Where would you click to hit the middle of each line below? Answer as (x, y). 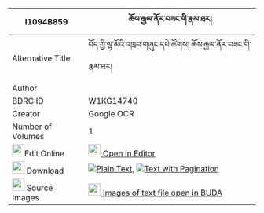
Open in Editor (129, 154)
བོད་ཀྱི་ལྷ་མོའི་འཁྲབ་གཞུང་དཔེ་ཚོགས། (139, 44)
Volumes (28, 136)
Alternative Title (41, 58)
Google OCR (112, 114)
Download (45, 171)
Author (25, 88)
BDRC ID (28, 101)
